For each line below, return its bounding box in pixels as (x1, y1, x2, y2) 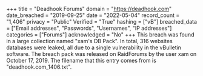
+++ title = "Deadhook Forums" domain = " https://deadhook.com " (6, 5, 172, 12)
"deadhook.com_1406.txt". (6, 63, 72, 71)
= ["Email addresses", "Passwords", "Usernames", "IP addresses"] (6, 24, 172, 32)
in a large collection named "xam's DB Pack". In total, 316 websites (6, 38, 173, 44)
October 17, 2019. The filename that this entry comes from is (6, 57, 156, 64)
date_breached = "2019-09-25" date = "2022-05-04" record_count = (6, 12, 180, 19)
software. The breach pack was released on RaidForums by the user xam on (6, 50, 197, 57)
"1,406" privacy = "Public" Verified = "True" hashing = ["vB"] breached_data (6, 18, 198, 25)
